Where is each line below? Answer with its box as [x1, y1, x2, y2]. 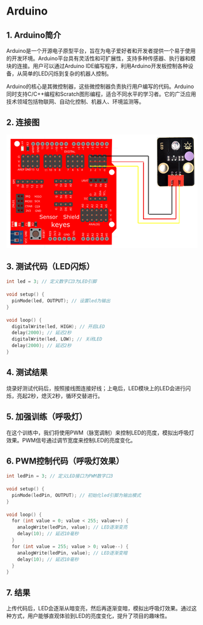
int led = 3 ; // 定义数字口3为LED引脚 [6, 279, 97, 285]
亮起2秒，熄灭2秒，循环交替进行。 [16, 392, 104, 399]
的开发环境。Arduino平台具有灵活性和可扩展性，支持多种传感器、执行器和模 [6, 55, 196, 62]
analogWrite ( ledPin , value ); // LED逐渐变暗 [17, 550, 128, 556]
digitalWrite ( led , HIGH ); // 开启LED [12, 323, 105, 329]
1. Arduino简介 [6, 30, 62, 40]
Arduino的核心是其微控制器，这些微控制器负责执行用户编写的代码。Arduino [6, 83, 195, 90]
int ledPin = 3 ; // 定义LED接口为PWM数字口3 [6, 473, 113, 479]
